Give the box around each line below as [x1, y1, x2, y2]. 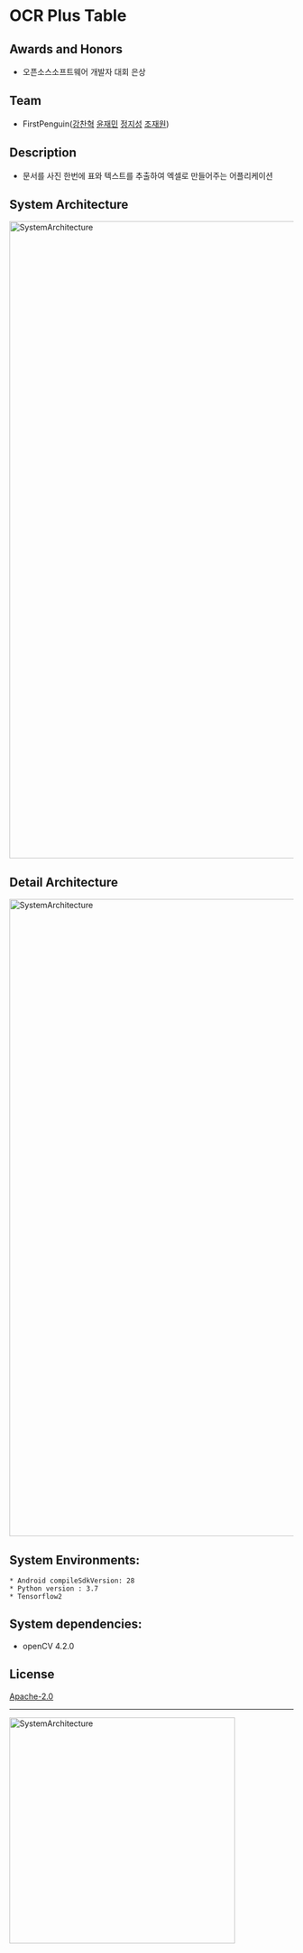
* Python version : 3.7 [9, 1584, 99, 1593]
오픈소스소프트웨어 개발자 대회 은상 [22, 67, 146, 77]
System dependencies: [9, 1617, 142, 1632]
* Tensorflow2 [9, 1592, 63, 1601]
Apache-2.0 [9, 1691, 54, 1702]
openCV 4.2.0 [22, 1640, 75, 1651]
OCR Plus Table [9, 5, 127, 26]
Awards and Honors [9, 42, 124, 57]
